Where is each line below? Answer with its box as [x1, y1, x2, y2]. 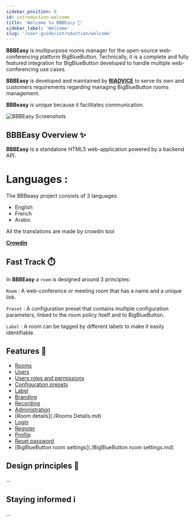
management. [6, 90, 40, 97]
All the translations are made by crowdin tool [6, 227, 115, 234]
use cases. [40, 66, 66, 73]
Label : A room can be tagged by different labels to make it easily [6, 323, 164, 330]
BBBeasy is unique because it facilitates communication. [6, 101, 145, 108]
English [14, 204, 33, 211]
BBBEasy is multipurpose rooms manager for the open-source [6, 47, 158, 54]
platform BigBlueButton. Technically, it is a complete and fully [40, 53, 189, 60]
